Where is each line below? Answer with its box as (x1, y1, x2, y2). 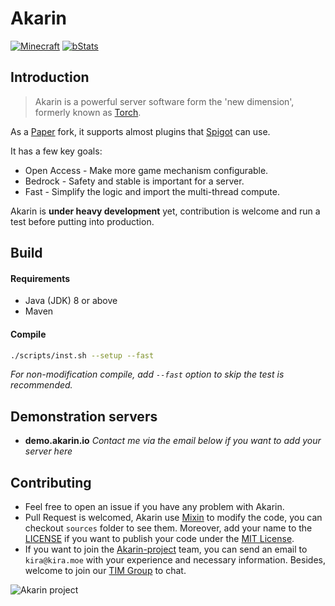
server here (24, 445, 73, 457)
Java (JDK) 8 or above (24, 295, 118, 307)
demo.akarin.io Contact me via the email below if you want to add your (24, 435, 322, 447)
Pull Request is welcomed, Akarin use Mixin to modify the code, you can (24, 512, 323, 524)
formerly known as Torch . (34, 106, 142, 118)
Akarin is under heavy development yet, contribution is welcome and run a (10, 205, 321, 217)
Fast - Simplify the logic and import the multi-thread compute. (24, 185, 280, 197)
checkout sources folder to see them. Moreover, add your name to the (24, 522, 313, 534)
